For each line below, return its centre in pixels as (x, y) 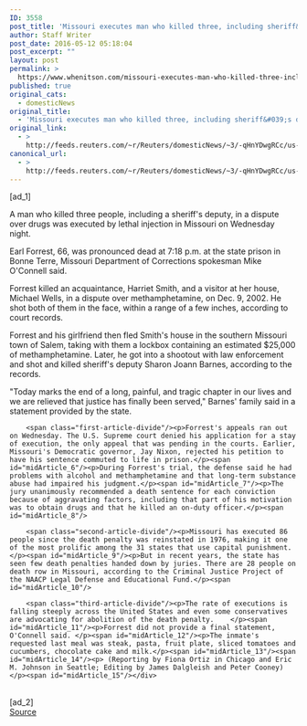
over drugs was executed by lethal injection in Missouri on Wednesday (143, 224)
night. (21, 234)
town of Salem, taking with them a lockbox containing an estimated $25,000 (153, 345)
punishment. (269, 548)
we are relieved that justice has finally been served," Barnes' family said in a (153, 402)
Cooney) (269, 668)
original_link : (38, 129)
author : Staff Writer (51, 35)
